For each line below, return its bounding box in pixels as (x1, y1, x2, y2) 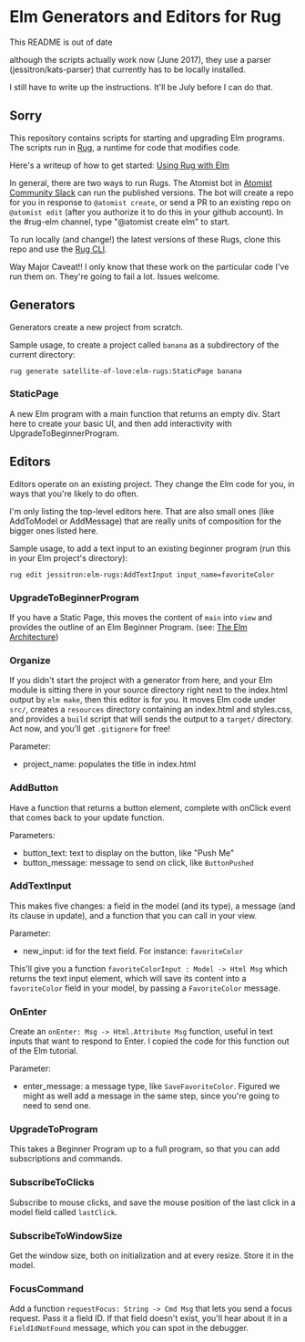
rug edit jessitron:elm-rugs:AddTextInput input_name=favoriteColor (9, 570, 275, 579)
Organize (9, 654, 52, 667)
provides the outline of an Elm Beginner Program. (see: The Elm (9, 621, 248, 632)
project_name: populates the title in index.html (22, 759, 197, 770)
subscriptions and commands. (9, 1153, 123, 1164)
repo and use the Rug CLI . (9, 244, 107, 255)
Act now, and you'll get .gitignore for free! (9, 723, 171, 734)
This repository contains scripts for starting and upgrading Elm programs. (9, 132, 285, 143)
